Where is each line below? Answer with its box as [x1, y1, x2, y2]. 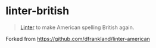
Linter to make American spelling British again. [20, 24, 135, 31]
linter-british [5, 4, 70, 18]
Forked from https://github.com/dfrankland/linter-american [5, 35, 150, 42]
